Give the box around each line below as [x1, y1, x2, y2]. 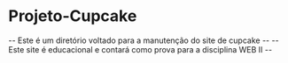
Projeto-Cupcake [8, 6, 137, 26]
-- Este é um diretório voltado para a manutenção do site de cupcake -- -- [8, 35, 280, 45]
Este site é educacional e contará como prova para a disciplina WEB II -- [8, 44, 272, 54]
